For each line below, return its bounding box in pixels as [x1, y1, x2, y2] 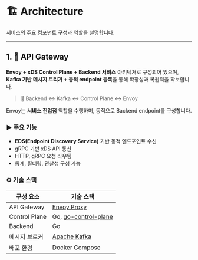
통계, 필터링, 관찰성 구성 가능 [14, 160, 81, 167]
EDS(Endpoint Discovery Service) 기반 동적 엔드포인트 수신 [14, 138, 157, 145]
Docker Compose [52, 243, 101, 252]
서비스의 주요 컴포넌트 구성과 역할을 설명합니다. [6, 29, 115, 36]
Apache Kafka [52, 232, 91, 241]
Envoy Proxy [52, 203, 87, 211]
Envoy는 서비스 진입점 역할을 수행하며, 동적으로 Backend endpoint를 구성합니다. [6, 107, 192, 114]
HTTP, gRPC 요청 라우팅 [14, 153, 72, 160]
